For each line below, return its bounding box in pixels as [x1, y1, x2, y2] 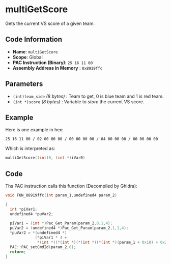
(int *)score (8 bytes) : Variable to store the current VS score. [12, 98, 145, 105]
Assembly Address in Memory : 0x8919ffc [12, 65, 103, 71]
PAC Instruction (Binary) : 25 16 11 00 [12, 60, 93, 66]
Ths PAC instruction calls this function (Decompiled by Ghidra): [5, 183, 137, 189]
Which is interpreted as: [5, 145, 55, 152]
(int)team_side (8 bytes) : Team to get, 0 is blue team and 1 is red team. [12, 93, 164, 99]
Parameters [5, 80, 43, 89]
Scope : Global [12, 54, 43, 60]
